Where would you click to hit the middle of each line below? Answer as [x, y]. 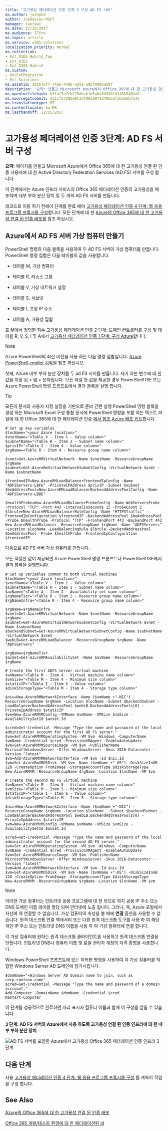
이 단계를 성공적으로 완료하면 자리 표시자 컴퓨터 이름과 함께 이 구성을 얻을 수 [79, 1007]
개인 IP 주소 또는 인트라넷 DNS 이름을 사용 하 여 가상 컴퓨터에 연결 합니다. [77, 926]
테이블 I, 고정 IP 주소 [32, 308]
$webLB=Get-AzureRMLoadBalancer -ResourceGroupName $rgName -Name [76, 640]
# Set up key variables [30, 428]
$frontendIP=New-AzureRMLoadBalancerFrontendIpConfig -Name [69, 481]
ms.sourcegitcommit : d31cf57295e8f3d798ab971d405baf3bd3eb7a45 [72, 98]
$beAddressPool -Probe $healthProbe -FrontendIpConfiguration [71, 533]
